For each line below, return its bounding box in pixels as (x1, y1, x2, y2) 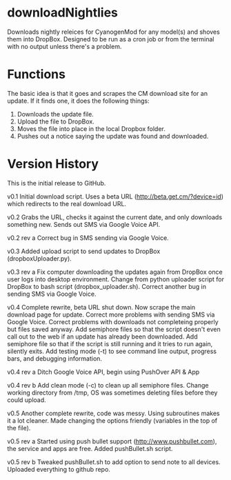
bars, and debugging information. (7, 354, 102, 363)
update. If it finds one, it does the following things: (7, 97, 150, 105)
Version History (7, 157, 99, 172)
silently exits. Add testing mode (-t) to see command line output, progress (7, 347, 217, 355)
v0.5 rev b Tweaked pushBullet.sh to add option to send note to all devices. (7, 457, 221, 466)
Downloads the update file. (17, 110, 94, 118)
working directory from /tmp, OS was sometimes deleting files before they (7, 388, 218, 397)
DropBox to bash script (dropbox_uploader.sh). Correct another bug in (7, 282, 207, 290)
